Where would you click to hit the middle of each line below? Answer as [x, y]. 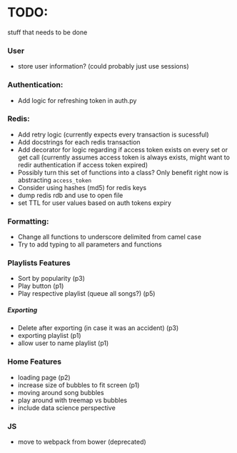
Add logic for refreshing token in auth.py [77, 100]
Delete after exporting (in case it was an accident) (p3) [98, 328]
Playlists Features [39, 263]
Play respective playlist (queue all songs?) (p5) [86, 294]
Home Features [35, 362]
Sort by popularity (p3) [51, 279]
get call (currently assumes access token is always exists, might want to [124, 157]
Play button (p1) [41, 286]
